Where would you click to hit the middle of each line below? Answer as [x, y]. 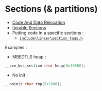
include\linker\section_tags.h [51, 38]
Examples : [16, 47]
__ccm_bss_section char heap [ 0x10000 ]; [45, 66]
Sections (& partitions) [51, 9]
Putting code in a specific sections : [48, 33]
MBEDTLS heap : [29, 56]
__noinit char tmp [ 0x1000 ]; [34, 84]
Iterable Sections [29, 27]
